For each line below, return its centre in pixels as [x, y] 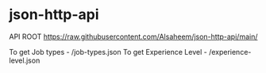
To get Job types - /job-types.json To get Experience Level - [108, 52]
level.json [25, 60]
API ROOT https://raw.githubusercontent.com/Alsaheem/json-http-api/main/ [133, 36]
